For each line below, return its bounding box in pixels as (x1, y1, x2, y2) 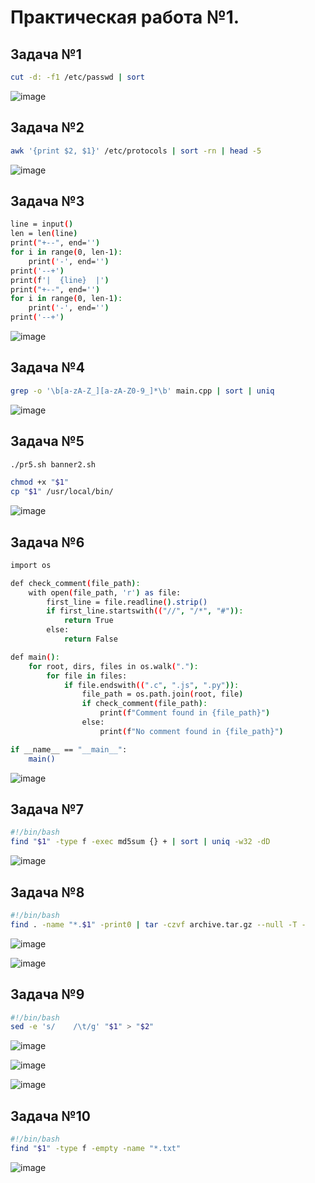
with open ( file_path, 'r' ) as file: (28, 587, 182, 598)
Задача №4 (10, 359, 85, 376)
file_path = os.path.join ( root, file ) (81, 689, 244, 700)
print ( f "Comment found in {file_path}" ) (99, 708, 271, 718)
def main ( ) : (10, 652, 60, 662)
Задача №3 (10, 192, 85, 210)
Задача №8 (10, 884, 85, 901)
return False (63, 634, 118, 645)
